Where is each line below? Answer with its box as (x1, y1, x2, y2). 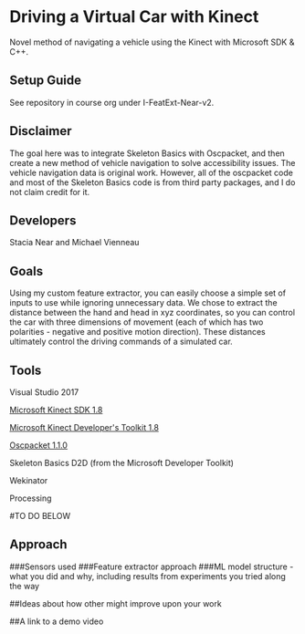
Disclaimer (9, 123, 72, 139)
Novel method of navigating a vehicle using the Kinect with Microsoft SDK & (9, 36, 295, 47)
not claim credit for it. (9, 186, 90, 197)
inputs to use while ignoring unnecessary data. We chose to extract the (9, 297, 278, 308)
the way (9, 580, 39, 591)
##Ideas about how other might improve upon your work (9, 598, 222, 608)
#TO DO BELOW (9, 511, 71, 521)
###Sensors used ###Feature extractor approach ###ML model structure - (9, 561, 294, 572)
